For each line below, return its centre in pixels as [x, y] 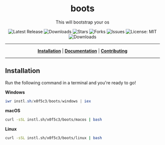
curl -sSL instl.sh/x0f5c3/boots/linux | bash [54, 138]
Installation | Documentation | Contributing [82, 51]
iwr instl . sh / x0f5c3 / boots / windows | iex [48, 101]
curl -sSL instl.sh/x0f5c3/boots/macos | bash [54, 120]
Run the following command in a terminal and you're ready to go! [71, 83]
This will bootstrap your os [82, 22]
